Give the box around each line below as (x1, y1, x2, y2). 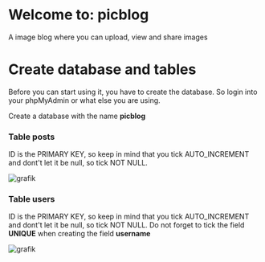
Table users (8, 194, 55, 205)
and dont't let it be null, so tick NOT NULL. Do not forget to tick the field (8, 220, 245, 230)
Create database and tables (8, 60, 197, 79)
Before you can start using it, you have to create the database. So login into (8, 87, 258, 96)
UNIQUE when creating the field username (8, 229, 151, 239)
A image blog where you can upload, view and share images (8, 32, 208, 42)
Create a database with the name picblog (8, 111, 146, 121)
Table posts (8, 131, 55, 142)
